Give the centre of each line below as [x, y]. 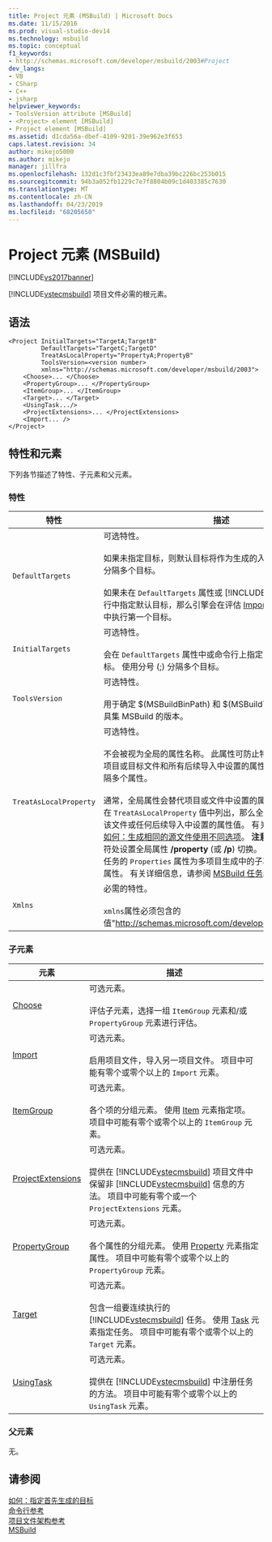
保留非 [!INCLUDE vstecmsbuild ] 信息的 [163, 1184]
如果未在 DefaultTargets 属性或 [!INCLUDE [185, 593]
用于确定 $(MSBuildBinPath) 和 [162, 705]
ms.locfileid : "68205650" [52, 212]
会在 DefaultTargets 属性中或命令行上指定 [183, 655]
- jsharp [23, 99]
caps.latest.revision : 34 [52, 144]
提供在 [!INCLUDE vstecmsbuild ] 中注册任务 [171, 1381]
